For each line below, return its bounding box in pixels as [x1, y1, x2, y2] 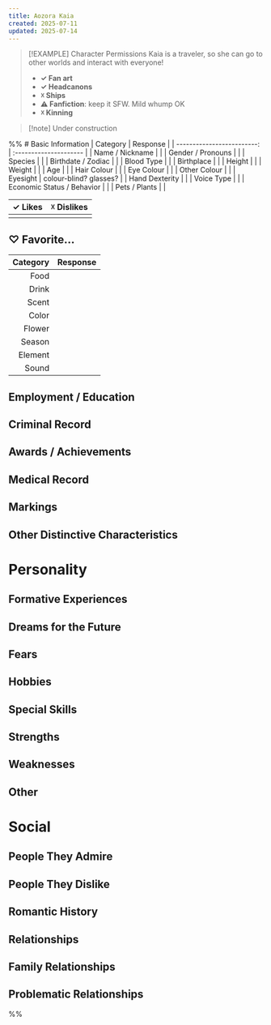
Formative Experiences [8, 592, 128, 606]
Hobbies [8, 675, 53, 689]
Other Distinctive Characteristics [8, 527, 178, 541]
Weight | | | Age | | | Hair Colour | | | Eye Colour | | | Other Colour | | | [8, 165, 236, 175]
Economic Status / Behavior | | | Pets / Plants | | [8, 182, 166, 192]
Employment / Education [8, 390, 135, 404]
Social [8, 818, 51, 836]
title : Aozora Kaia [8, 11, 74, 20]
